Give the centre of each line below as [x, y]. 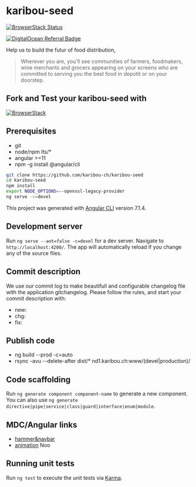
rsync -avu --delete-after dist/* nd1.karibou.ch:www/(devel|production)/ [102, 361]
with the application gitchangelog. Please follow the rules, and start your [94, 292]
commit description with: [36, 298]
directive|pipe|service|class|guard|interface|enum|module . [81, 406]
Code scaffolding [38, 380]
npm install [21, 186]
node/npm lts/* [33, 152]
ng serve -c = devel [29, 197]
